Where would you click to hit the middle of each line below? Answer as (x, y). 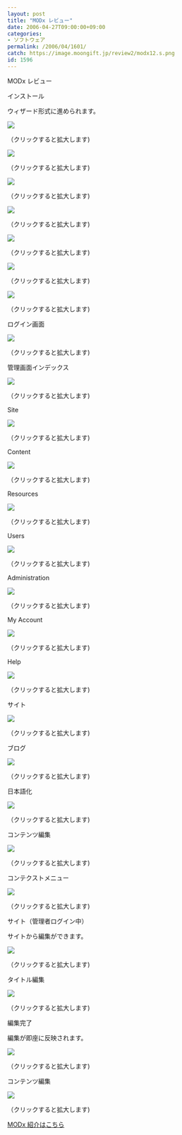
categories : (25, 34)
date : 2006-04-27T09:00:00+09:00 (56, 27)
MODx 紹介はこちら (36, 1124)
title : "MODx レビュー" (40, 21)
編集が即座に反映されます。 (47, 1037)
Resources (23, 494)
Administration (29, 578)
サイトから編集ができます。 (47, 936)
